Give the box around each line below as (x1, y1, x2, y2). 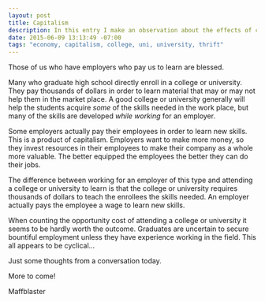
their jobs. (8, 160, 41, 170)
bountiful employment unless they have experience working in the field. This (8, 233, 256, 242)
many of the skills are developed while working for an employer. (8, 111, 215, 121)
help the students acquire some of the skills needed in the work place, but (8, 103, 249, 113)
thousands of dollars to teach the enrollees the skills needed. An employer (8, 192, 250, 202)
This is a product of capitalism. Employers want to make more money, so (8, 135, 244, 144)
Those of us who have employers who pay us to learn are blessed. (8, 62, 225, 72)
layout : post (8, 11, 51, 20)
